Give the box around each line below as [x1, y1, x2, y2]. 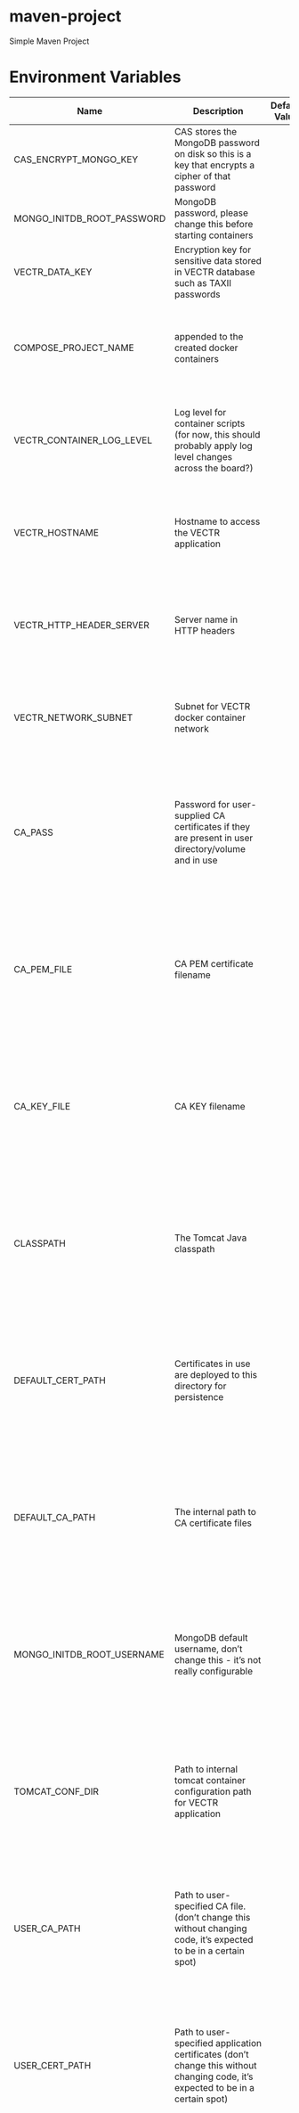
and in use [174, 854, 218, 866]
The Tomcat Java [174, 1232, 247, 1244]
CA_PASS [13, 826, 53, 839]
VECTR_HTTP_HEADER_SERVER [13, 618, 149, 631]
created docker [174, 341, 238, 354]
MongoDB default [174, 1631, 248, 1643]
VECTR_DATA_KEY [13, 266, 93, 278]
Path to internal [174, 1763, 238, 1775]
